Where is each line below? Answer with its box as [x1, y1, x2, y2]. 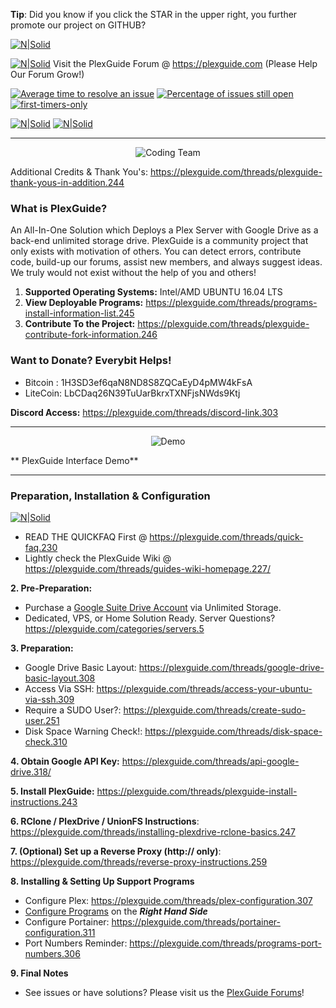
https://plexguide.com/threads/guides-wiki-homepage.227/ [24, 562, 271, 574]
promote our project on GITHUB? [10, 19, 147, 31]
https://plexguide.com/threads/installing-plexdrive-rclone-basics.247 [10, 825, 296, 838]
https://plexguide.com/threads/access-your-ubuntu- [96, 682, 313, 694]
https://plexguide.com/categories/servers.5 [24, 622, 205, 634]
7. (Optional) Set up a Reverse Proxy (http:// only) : [10, 845, 222, 857]
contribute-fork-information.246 [24, 329, 158, 341]
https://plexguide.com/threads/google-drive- [138, 661, 325, 673]
